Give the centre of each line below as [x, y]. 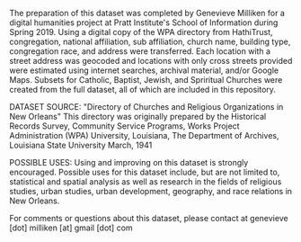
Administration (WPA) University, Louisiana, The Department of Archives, [145, 135]
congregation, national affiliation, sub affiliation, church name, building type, [150, 41]
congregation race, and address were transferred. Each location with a [140, 51]
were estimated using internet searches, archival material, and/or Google [144, 70]
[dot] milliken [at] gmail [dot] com [71, 228]
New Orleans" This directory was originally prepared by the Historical [138, 117]
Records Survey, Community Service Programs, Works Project [124, 126]
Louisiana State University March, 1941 [81, 145]
